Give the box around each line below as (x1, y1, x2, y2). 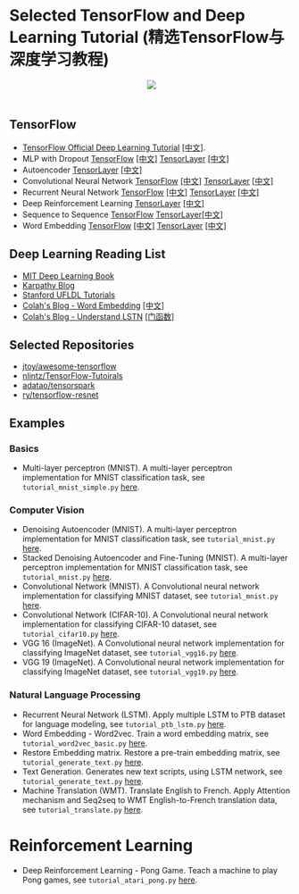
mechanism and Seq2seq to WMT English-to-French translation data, (21, 794, 278, 805)
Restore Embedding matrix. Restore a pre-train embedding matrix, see (21, 747, 280, 757)
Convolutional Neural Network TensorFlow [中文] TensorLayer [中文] (21, 175, 274, 186)
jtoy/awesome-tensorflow (21, 361, 118, 372)
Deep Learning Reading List (9, 246, 166, 262)
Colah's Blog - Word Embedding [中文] (21, 300, 165, 311)
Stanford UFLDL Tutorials (21, 289, 116, 300)
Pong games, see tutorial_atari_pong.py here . (21, 874, 198, 885)
